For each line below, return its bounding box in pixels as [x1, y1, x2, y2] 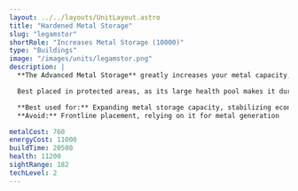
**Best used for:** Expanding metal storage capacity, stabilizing [17, 103, 272, 112]
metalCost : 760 [9, 127, 66, 136]
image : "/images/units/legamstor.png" [9, 54, 153, 63]
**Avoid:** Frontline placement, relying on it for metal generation [17, 111, 279, 120]
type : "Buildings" [9, 46, 77, 55]
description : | [9, 63, 66, 72]
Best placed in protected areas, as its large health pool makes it [17, 86, 276, 96]
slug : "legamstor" [9, 29, 77, 38]
